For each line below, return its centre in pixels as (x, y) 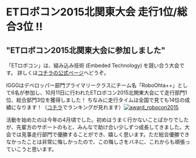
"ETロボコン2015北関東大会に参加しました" (86, 50)
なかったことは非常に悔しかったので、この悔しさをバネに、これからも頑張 (96, 142)
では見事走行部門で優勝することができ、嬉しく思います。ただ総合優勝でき (100, 135)
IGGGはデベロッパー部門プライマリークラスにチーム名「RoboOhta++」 (92, 85)
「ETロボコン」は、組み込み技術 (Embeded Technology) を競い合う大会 (93, 65)
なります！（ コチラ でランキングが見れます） (70, 107)
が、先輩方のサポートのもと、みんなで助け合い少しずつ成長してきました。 (95, 127)
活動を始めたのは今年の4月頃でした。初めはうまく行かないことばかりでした (97, 120)
